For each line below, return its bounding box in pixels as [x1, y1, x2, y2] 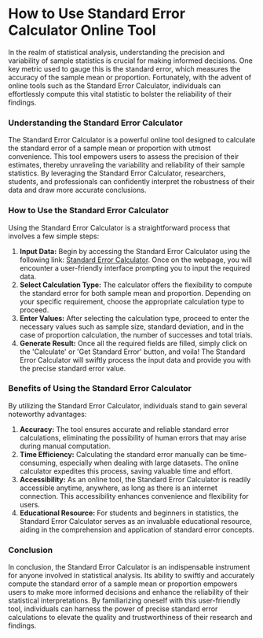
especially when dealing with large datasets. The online [59, 458, 239, 467]
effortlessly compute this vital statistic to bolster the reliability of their [8, 89, 232, 98]
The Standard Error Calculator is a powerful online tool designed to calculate [8, 135, 256, 145]
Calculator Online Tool [8, 21, 156, 39]
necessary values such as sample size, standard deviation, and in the [19, 322, 244, 331]
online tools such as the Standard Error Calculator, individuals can [8, 80, 221, 90]
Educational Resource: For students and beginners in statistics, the [19, 508, 239, 518]
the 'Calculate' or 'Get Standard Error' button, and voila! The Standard [19, 347, 246, 356]
